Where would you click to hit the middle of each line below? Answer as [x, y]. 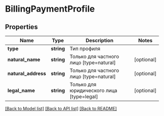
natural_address [27, 74]
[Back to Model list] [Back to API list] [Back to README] [61, 108]
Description [100, 41]
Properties [21, 27]
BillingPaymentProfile [50, 9]
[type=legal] [84, 97]
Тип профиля [85, 49]
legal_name [21, 91]
